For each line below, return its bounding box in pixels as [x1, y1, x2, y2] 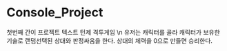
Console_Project [6, 5, 103, 20]
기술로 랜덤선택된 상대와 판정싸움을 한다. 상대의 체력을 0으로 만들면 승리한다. [6, 36, 213, 45]
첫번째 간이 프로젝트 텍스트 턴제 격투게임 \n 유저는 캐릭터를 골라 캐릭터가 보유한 [6, 28, 220, 36]
